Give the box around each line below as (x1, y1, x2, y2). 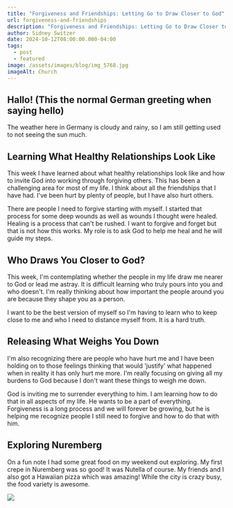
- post (13, 49, 33, 56)
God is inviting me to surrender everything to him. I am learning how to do (7, 389, 218, 398)
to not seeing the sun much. (7, 130, 87, 139)
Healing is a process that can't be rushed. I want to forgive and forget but (7, 219, 217, 228)
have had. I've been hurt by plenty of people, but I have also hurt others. (7, 192, 214, 200)
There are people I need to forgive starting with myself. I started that (7, 205, 202, 213)
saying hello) (7, 105, 64, 117)
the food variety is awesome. (7, 480, 90, 488)
